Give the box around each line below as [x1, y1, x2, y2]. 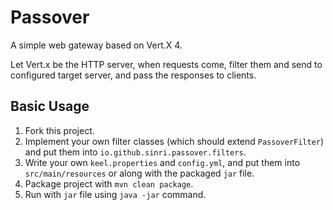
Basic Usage [10, 98, 90, 115]
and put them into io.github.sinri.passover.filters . [24, 146, 247, 158]
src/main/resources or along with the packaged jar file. [24, 167, 255, 179]
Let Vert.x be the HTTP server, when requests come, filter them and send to [10, 58, 323, 70]
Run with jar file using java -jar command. [24, 188, 207, 200]
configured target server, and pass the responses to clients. [10, 69, 257, 81]
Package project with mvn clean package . [24, 177, 194, 190]
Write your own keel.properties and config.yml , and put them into [24, 156, 301, 168]
